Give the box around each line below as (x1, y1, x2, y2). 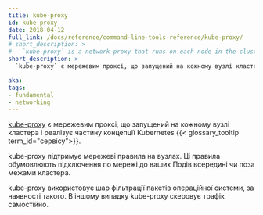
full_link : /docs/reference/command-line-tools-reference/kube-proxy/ (8, 33, 243, 41)
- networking (8, 99, 51, 106)
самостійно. (8, 200, 49, 210)
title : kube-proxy (8, 11, 68, 20)
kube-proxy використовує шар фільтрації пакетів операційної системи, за (8, 183, 254, 192)
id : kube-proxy (8, 19, 58, 27)
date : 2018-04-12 (8, 26, 65, 34)
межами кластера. (8, 168, 71, 177)
